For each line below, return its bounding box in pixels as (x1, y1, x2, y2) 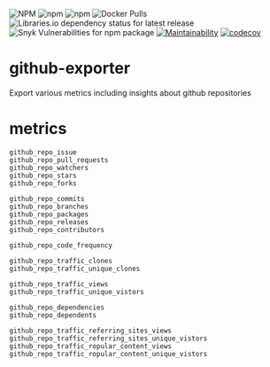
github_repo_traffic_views (9, 279, 109, 288)
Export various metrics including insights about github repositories (9, 87, 252, 98)
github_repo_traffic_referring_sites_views (9, 326, 173, 335)
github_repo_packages (9, 209, 89, 219)
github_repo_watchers (9, 163, 89, 172)
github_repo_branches (9, 202, 89, 211)
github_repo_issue (9, 147, 77, 157)
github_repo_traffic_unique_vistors (9, 287, 144, 296)
